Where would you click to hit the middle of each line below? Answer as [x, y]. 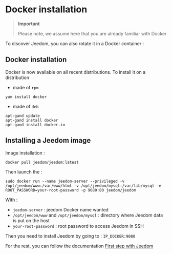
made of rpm [26, 87]
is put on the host [31, 220]
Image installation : [25, 153]
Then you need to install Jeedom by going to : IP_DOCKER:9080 [70, 236]
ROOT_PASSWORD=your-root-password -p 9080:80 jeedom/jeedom [71, 190]
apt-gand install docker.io [35, 125]
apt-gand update [23, 116]
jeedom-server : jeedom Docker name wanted [61, 209]
